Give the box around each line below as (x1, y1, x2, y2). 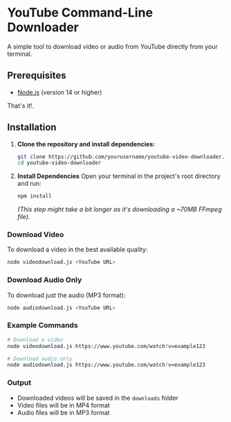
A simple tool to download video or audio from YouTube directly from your (7, 42, 218, 50)
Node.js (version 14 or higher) (17, 88, 102, 96)
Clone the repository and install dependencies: (17, 140, 156, 148)
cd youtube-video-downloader (17, 160, 102, 166)
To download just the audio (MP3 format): (7, 291, 126, 299)
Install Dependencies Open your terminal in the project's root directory (17, 172, 221, 180)
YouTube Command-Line (7, 5, 154, 21)
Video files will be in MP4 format (17, 401, 111, 409)
